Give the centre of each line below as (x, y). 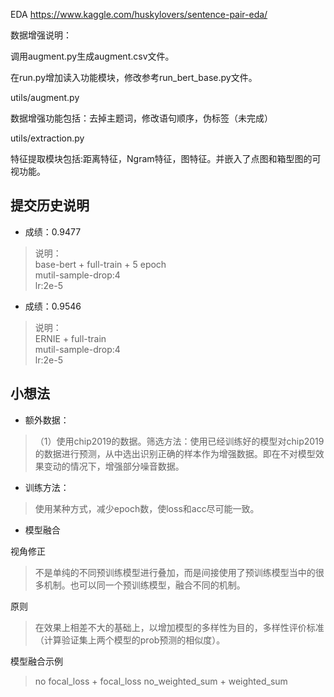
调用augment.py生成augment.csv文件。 (92, 56)
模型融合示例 (36, 661)
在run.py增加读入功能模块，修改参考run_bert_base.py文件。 (134, 77)
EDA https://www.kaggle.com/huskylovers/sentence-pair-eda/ (139, 14)
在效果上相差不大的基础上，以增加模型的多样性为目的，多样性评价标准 (179, 627)
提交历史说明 (50, 205)
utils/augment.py (45, 97)
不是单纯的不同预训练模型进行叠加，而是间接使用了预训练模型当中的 (175, 572)
